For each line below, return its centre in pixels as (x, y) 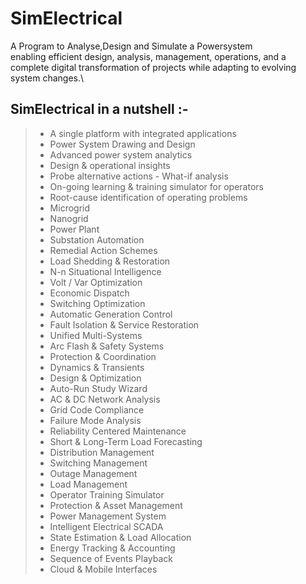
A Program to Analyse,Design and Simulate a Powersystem (131, 46)
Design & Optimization (95, 378)
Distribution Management (102, 452)
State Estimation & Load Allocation (120, 537)
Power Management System (108, 516)
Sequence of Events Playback (111, 558)
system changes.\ (47, 78)
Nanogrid (69, 218)
